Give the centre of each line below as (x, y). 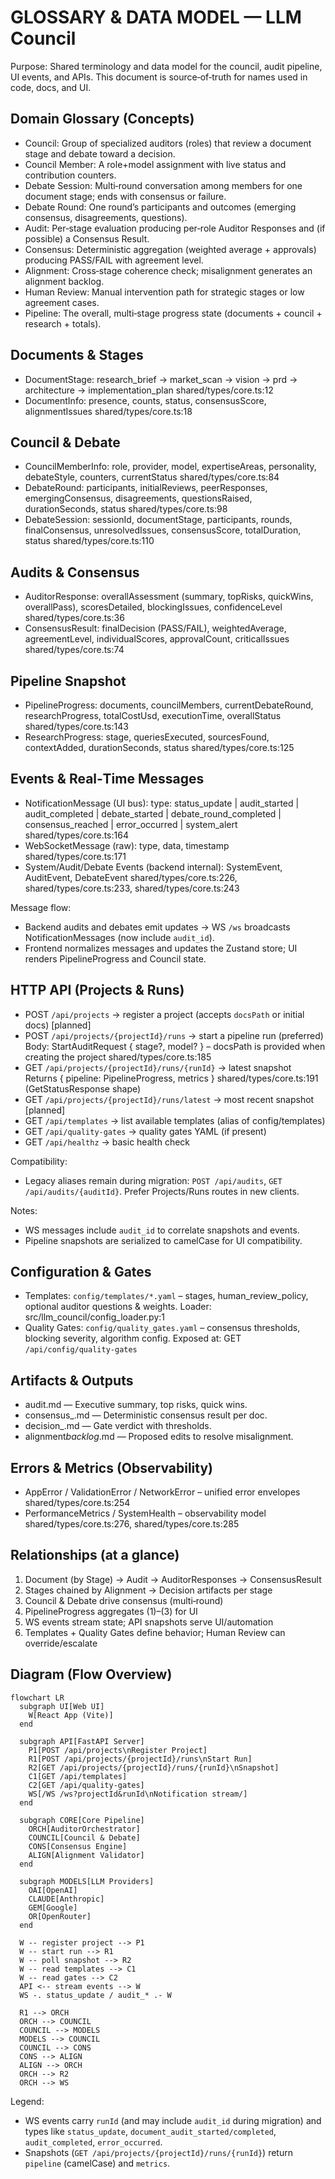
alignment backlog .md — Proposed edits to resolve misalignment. (159, 1437)
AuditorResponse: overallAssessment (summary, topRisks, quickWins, (169, 597)
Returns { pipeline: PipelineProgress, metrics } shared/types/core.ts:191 (171, 1078)
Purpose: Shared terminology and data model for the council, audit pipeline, (166, 66)
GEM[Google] (53, 1907)
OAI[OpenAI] (53, 1890)
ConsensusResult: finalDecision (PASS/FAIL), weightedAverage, (155, 628)
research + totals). (63, 323)
